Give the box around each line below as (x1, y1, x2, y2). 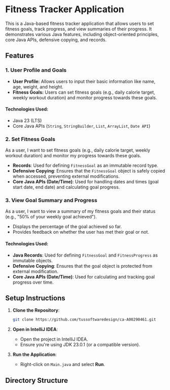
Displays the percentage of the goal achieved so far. (12, 224, 122, 230)
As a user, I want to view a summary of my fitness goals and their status (5, 208, 156, 214)
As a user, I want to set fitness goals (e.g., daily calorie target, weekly (5, 147, 151, 153)
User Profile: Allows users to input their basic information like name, (12, 78, 156, 85)
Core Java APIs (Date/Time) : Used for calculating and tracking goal (12, 273, 155, 280)
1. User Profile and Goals (5, 67, 67, 74)
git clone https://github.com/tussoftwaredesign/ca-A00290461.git (12, 317, 156, 322)
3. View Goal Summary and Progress (5, 197, 97, 204)
